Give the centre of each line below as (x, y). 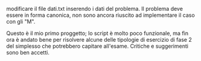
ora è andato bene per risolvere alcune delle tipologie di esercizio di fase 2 (99, 40)
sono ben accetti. (28, 53)
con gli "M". (21, 21)
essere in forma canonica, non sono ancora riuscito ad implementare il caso (101, 15)
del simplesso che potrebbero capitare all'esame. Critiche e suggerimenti (97, 46)
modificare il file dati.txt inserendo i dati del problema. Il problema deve (94, 9)
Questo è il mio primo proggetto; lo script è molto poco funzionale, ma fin (97, 33)
